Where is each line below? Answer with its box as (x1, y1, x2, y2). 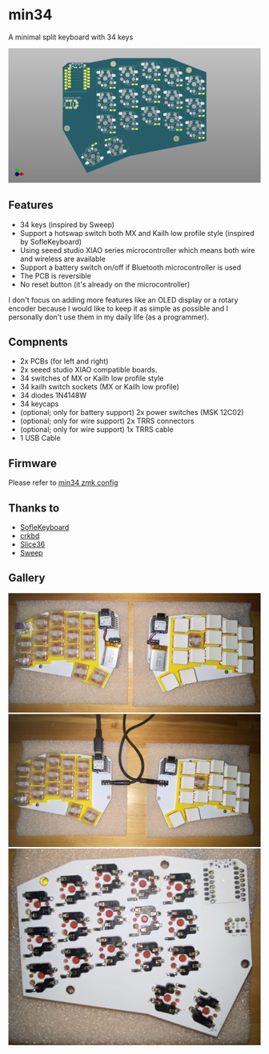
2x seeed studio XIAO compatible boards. (19, 365, 158, 375)
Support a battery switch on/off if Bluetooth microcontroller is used (19, 262, 242, 272)
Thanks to (8, 501, 60, 515)
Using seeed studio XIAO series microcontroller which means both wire (19, 245, 255, 254)
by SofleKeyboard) (19, 237, 82, 246)
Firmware (8, 456, 58, 470)
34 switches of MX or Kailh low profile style (19, 373, 164, 383)
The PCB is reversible (19, 271, 92, 280)
